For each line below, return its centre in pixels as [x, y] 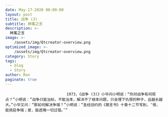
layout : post [19, 14]
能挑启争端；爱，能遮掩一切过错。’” [36, 110]
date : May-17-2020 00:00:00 [35, 10]
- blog [17, 65]
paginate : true [21, 79]
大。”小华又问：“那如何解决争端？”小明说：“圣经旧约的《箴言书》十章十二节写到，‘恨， [83, 105]
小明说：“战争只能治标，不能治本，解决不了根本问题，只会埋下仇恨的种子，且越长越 [89, 99]
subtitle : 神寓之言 [24, 24]
